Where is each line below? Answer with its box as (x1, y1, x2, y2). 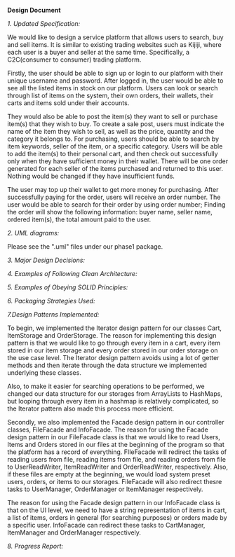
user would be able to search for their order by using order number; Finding (7, 200, 226, 209)
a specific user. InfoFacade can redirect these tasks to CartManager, (7, 521, 206, 529)
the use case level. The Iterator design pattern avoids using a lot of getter (7, 354, 220, 362)
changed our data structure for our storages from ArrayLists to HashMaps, (7, 390, 223, 398)
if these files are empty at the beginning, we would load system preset (7, 470, 210, 479)
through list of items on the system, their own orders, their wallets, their (7, 91, 214, 99)
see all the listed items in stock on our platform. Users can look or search (7, 84, 218, 92)
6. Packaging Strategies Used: (7, 297, 95, 305)
